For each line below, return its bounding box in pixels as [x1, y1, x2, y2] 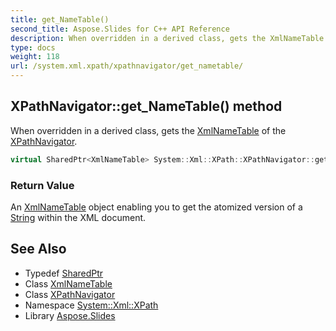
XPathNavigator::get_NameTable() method [10, 98, 283, 115]
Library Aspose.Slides [24, 309, 116, 321]
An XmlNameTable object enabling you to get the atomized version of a [10, 201, 303, 213]
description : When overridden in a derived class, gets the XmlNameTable [10, 33, 325, 43]
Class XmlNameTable [24, 277, 113, 290]
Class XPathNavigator [24, 288, 116, 300]
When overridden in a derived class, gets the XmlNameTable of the [10, 124, 287, 136]
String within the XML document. [10, 211, 147, 223]
